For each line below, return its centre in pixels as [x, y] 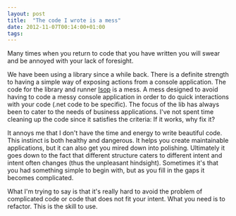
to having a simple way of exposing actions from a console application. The [117, 82]
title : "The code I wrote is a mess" [64, 20]
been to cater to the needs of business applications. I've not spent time [111, 112]
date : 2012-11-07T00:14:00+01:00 [56, 27]
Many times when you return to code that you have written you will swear [114, 53]
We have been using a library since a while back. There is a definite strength [118, 75]
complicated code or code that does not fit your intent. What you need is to [116, 199]
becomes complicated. [41, 178]
